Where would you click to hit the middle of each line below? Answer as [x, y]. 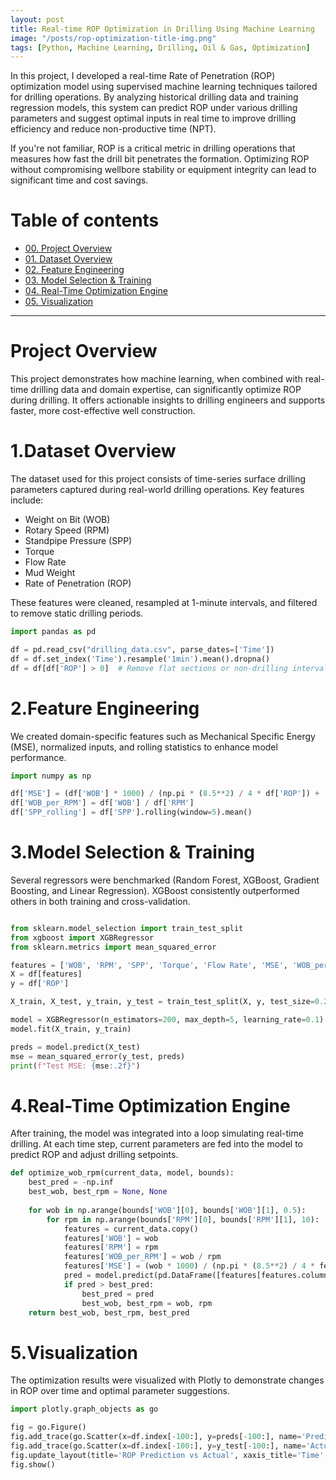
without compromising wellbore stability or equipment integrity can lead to [163, 170]
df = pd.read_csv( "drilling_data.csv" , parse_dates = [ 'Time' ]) [142, 649]
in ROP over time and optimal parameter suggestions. [120, 1391]
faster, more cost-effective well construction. [103, 411]
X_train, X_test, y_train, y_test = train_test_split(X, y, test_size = [162, 1002]
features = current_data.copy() [131, 1229]
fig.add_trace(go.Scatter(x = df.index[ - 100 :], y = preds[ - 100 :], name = [156, 1437]
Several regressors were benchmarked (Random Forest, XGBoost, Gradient [165, 880]
